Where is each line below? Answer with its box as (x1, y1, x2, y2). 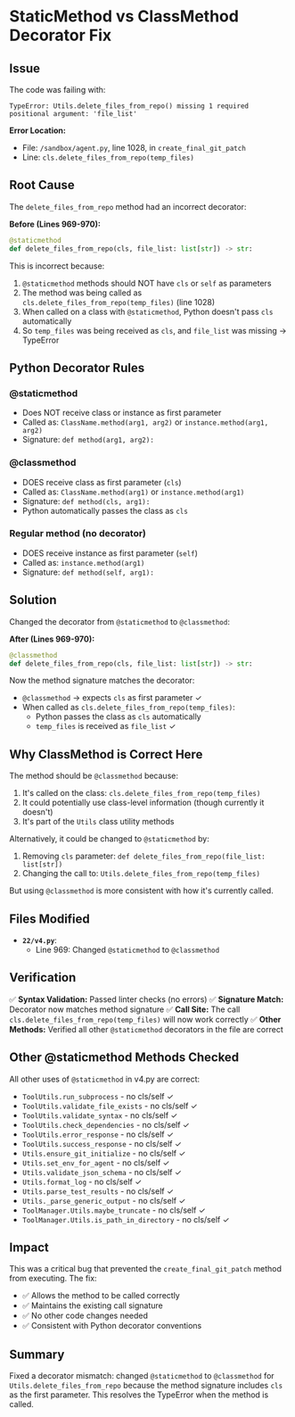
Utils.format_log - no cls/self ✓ (21, 1176, 143, 1187)
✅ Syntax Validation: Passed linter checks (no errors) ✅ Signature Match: (9, 993, 284, 1005)
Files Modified (9, 911, 91, 926)
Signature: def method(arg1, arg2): (21, 435, 154, 445)
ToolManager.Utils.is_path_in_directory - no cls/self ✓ (21, 1214, 230, 1224)
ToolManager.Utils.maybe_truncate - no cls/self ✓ (21, 1205, 207, 1215)
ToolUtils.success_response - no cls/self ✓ (21, 1138, 183, 1148)
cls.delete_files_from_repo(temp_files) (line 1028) (21, 296, 216, 307)
